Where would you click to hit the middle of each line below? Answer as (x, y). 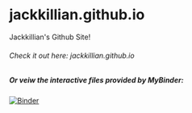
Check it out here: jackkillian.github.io (72, 55)
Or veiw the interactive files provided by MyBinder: (96, 80)
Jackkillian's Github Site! (50, 37)
